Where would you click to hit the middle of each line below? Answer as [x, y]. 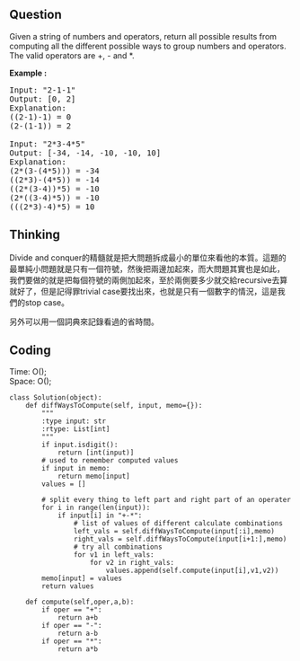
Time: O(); [28, 372]
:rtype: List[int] [76, 429]
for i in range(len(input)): [96, 508]
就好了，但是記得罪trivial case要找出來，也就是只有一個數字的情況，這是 [144, 291]
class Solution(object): [56, 398]
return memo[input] [93, 476]
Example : [28, 73]
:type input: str [74, 421]
